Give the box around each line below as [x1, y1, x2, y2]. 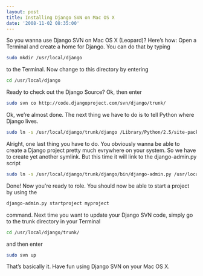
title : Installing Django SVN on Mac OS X [6, 15, 115, 21]
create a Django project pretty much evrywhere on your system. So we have [6, 146, 196, 154]
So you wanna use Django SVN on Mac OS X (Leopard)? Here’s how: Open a [6, 37, 197, 44]
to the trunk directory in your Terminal [6, 217, 101, 225]
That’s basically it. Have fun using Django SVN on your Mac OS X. [6, 263, 170, 270]
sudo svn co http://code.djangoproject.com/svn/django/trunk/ [6, 100, 166, 107]
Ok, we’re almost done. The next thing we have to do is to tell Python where [6, 111, 195, 118]
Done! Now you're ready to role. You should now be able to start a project [6, 182, 190, 189]
